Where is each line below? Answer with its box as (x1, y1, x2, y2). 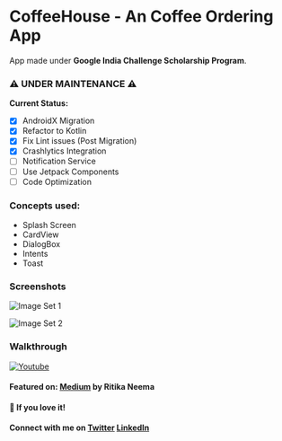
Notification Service (22, 155, 96, 167)
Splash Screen (22, 219, 76, 230)
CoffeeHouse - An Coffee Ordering (9, 6, 274, 27)
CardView (22, 229, 59, 240)
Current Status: (9, 98, 69, 109)
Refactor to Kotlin (22, 126, 87, 137)
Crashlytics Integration (22, 146, 107, 156)
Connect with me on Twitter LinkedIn (9, 422, 150, 433)
